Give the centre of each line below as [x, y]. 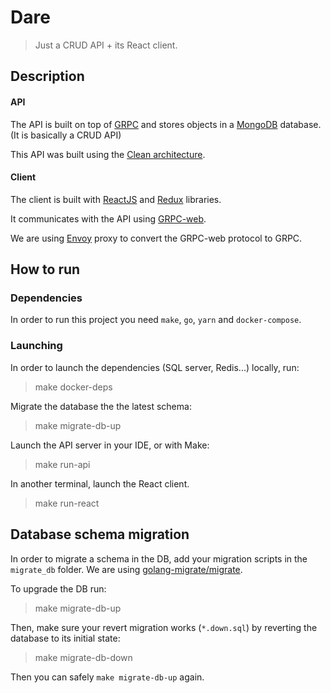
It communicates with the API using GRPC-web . [108, 218]
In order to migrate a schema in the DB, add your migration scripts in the [159, 558]
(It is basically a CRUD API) [66, 135]
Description [47, 76]
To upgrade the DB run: [58, 588]
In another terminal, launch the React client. [100, 483]
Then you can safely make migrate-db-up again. [107, 677]
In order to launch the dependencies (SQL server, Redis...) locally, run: [155, 367]
